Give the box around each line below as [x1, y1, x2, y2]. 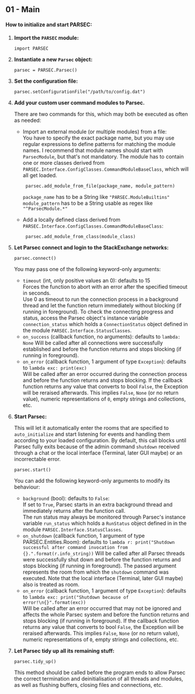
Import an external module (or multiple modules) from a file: [22, 128, 167, 135]
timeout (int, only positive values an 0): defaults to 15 [22, 277, 150, 284]
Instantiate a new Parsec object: [13, 56, 93, 63]
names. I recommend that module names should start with [22, 147, 163, 154]
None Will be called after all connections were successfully [22, 339, 163, 346]
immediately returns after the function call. [22, 507, 125, 514]
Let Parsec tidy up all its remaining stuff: [13, 647, 115, 654]
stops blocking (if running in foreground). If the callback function [22, 617, 179, 624]
